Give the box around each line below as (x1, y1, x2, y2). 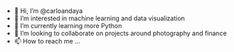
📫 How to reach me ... (14, 37, 80, 45)
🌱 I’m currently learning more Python (14, 22, 122, 30)
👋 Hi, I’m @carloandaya (14, 7, 83, 15)
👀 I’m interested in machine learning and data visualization (14, 14, 185, 22)
